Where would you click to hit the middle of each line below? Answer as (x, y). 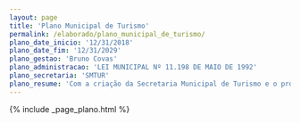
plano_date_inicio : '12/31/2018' (71, 42)
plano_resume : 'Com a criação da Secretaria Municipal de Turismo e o (143, 84)
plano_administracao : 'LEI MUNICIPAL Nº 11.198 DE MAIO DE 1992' (133, 68)
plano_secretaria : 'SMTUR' (59, 76)
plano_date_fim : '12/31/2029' (66, 51)
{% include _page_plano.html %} (70, 109)
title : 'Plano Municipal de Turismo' (79, 26)
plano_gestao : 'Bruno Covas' (63, 59)
